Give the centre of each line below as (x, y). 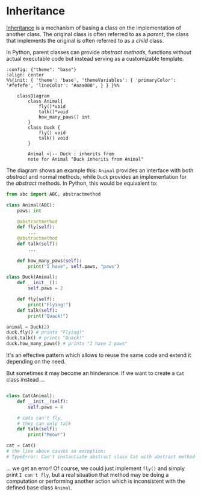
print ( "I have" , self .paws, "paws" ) (74, 266)
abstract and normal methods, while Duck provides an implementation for (97, 176)
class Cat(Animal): (31, 396)
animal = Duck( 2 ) (28, 327)
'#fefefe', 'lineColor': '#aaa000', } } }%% (63, 85)
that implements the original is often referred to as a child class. (85, 40)
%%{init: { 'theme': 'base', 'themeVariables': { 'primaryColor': (91, 80)
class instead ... (26, 380)
